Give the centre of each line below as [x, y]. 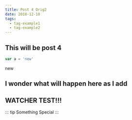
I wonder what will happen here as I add [66, 84]
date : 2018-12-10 [23, 14]
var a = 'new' [19, 59]
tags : [10, 19]
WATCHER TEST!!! [33, 100]
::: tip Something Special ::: [32, 112]
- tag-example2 [25, 28]
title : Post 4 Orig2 [26, 10]
